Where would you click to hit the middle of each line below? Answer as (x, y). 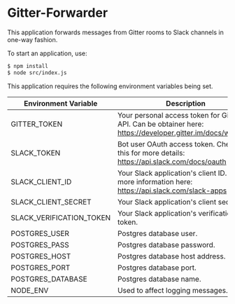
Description (186, 103)
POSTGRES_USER (40, 233)
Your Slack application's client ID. (172, 173)
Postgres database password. (166, 244)
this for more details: (151, 153)
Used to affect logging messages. (173, 290)
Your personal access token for (169, 115)
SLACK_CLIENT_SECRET (51, 202)
